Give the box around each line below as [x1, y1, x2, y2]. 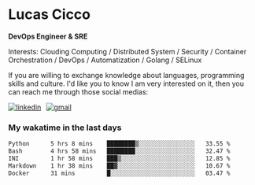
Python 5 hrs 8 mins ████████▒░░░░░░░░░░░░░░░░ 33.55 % [8, 140, 231, 148]
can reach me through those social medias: [8, 87, 149, 96]
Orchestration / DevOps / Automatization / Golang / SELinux [8, 55, 202, 65]
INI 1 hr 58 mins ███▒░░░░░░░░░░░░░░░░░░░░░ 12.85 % [8, 154, 231, 162]
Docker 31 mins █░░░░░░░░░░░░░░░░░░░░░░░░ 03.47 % [8, 169, 231, 177]
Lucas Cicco [8, 6, 91, 24]
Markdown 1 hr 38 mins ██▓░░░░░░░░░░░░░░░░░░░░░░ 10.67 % [8, 161, 231, 170]
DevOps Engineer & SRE [8, 31, 88, 41]
